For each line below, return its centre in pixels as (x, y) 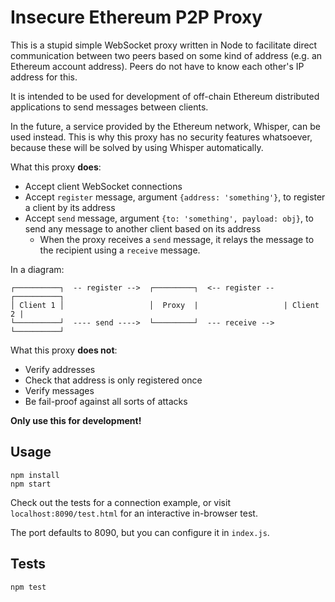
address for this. (44, 77)
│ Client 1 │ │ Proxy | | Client (165, 305)
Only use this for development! (76, 420)
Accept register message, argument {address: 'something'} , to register (175, 197)
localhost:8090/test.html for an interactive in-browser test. (134, 513)
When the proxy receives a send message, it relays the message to (177, 239)
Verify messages (59, 390)
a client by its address (70, 207)
